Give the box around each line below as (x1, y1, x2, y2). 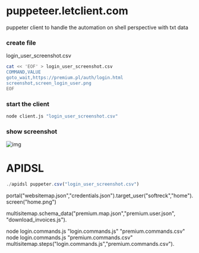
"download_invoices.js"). (6, 216, 67, 223)
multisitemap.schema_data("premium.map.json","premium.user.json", (6, 210, 176, 217)
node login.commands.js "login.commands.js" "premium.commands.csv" (6, 227, 185, 235)
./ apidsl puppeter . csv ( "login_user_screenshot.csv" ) (6, 181, 140, 188)
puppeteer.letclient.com (6, 4, 129, 18)
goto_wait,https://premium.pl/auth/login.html (6, 74, 124, 81)
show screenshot (6, 127, 58, 135)
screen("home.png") (6, 198, 56, 205)
